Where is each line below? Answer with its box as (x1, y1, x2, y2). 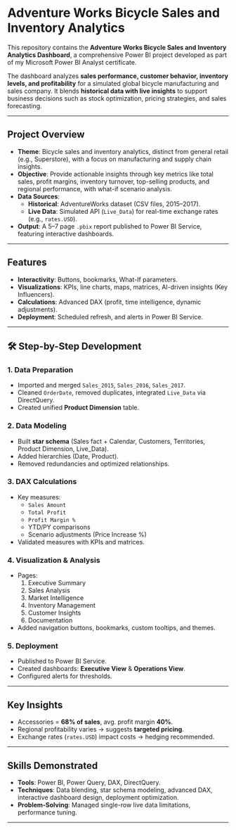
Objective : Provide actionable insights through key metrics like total (17, 170, 214, 178)
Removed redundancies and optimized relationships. (17, 459, 170, 468)
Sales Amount (27, 502, 67, 509)
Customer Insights (27, 608, 81, 617)
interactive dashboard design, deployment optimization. (17, 793, 179, 802)
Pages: (17, 571, 38, 580)
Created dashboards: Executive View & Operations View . (17, 665, 186, 673)
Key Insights (7, 698, 63, 711)
